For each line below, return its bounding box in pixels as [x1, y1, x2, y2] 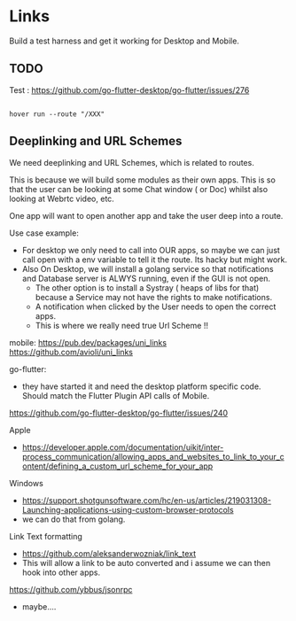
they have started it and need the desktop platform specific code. [21, 381, 261, 392]
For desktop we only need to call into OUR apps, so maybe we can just [21, 245, 281, 255]
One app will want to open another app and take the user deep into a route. [9, 210, 284, 221]
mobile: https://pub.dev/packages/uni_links [9, 337, 167, 347]
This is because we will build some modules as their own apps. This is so [9, 175, 277, 185]
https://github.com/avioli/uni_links [9, 346, 134, 357]
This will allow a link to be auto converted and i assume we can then [21, 557, 271, 568]
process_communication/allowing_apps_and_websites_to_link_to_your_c [21, 451, 285, 462]
